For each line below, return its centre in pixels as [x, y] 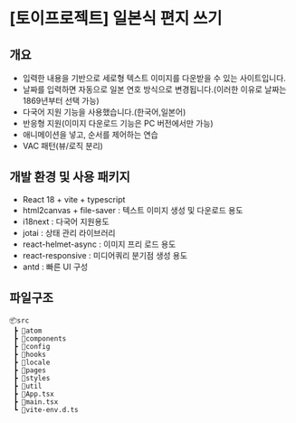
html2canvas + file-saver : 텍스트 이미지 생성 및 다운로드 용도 [133, 210]
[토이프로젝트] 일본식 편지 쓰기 [116, 19]
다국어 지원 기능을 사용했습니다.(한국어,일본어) [104, 112]
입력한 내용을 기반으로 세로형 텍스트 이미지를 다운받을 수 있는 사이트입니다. [154, 78]
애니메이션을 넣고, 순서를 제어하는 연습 [90, 135]
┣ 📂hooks [30, 354]
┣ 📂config [32, 346]
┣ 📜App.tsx [33, 394]
